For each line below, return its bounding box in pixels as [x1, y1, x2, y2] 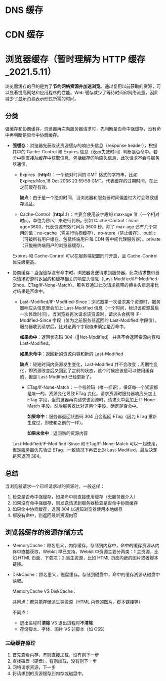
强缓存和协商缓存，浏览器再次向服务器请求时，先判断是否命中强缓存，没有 [5, 126, 157, 132]
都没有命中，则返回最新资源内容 [12, 512, 78, 518]
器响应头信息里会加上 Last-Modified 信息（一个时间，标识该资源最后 [19, 305, 159, 311]
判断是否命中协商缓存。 [13, 132, 62, 138]
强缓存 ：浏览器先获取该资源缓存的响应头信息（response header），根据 [12, 142, 158, 149]
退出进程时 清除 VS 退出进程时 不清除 [19, 619, 93, 625]
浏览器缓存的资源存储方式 [5, 528, 83, 537]
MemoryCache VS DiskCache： [12, 588, 78, 594]
